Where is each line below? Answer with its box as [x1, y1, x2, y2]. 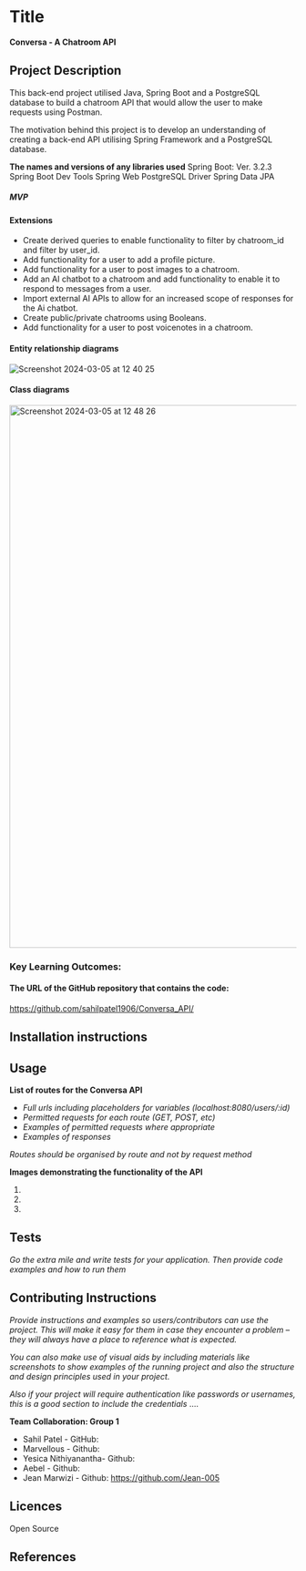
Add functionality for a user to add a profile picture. [22, 254, 216, 265]
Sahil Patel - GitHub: [22, 1433, 99, 1444]
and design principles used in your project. [9, 1371, 170, 1381]
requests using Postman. [9, 107, 103, 118]
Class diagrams [9, 385, 70, 395]
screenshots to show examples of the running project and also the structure [9, 1361, 295, 1372]
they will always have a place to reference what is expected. [9, 1333, 238, 1345]
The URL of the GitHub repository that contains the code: [9, 982, 229, 994]
